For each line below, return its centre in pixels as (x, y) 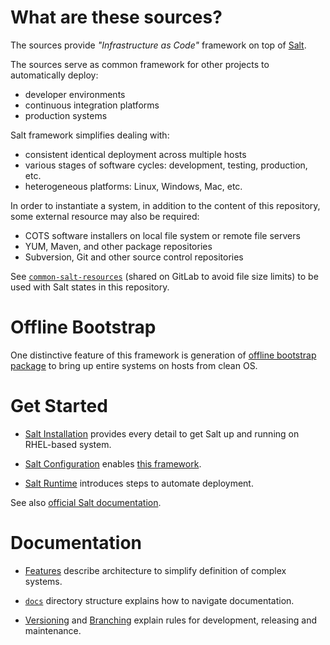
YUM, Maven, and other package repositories (118, 246)
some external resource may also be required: (105, 216)
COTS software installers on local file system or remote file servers (162, 235)
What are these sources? (116, 17)
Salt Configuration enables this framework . (113, 463)
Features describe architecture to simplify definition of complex (155, 570)
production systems (66, 115)
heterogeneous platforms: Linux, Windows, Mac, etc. (133, 186)
